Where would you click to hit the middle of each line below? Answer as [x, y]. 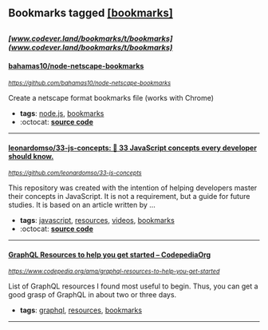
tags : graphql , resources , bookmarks [81, 310]
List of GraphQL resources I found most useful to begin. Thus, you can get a [133, 286]
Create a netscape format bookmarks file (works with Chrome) [111, 97]
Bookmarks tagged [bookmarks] [91, 13]
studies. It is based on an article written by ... [82, 205]
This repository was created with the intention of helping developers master [133, 188]
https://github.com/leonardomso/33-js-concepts [75, 173]
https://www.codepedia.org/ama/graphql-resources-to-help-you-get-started [114, 272]
